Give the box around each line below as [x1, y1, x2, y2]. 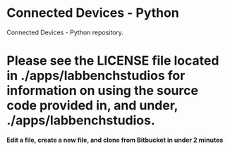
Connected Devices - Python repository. [6, 28, 124, 37]
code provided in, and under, [6, 98, 178, 114]
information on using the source [6, 83, 199, 99]
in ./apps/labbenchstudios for [6, 68, 186, 84]
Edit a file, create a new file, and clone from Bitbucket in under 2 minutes [6, 136, 224, 144]
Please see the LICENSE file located [6, 53, 219, 69]
